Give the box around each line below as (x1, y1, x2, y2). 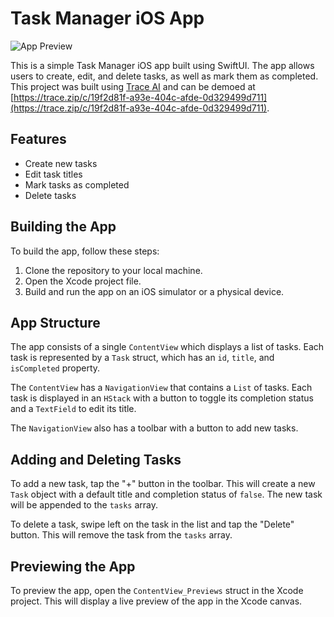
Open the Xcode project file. (24, 275, 142, 287)
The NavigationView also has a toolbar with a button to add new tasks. (10, 422, 299, 434)
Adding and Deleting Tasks (10, 451, 182, 468)
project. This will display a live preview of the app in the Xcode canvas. (10, 595, 303, 607)
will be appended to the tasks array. (10, 499, 158, 511)
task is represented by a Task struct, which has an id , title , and (10, 352, 275, 364)
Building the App (10, 218, 117, 236)
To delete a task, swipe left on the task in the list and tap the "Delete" (10, 518, 295, 531)
